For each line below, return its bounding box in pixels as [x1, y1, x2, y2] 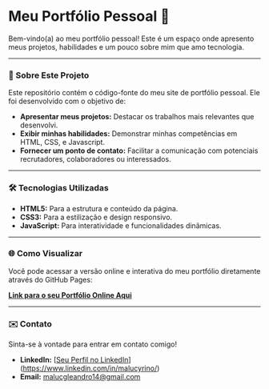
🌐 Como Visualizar [8, 248, 82, 259]
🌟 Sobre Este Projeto [8, 70, 90, 81]
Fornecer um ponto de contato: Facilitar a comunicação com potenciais [19, 146, 259, 155]
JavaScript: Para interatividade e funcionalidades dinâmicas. [19, 220, 222, 231]
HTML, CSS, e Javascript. [19, 138, 106, 147]
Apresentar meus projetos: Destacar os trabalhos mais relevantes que [19, 112, 255, 122]
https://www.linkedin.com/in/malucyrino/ [22, 363, 158, 373]
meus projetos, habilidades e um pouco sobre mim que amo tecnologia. [8, 42, 245, 51]
